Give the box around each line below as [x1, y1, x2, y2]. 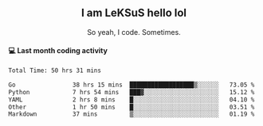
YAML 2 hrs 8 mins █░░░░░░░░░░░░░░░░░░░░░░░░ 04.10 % [8, 95, 255, 104]
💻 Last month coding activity [8, 46, 108, 55]
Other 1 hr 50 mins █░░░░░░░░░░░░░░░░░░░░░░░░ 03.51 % [8, 103, 255, 111]
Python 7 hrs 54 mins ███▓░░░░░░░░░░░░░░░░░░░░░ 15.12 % [8, 88, 255, 96]
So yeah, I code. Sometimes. [87, 27, 181, 36]
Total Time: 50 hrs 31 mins [8, 67, 102, 74]
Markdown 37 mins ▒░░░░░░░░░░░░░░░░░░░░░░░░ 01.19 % [8, 110, 255, 118]
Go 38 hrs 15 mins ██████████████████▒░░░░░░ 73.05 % [8, 81, 255, 89]
